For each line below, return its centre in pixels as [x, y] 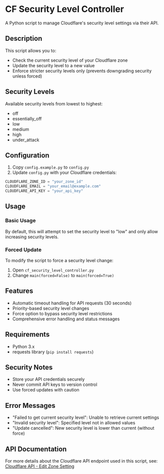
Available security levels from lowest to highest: [54, 103]
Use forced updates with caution [46, 390]
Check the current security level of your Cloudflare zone [70, 60]
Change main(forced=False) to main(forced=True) [63, 275]
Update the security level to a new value [54, 65]
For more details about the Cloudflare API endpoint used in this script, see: [82, 461]
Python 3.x [23, 346]
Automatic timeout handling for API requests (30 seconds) [72, 303]
